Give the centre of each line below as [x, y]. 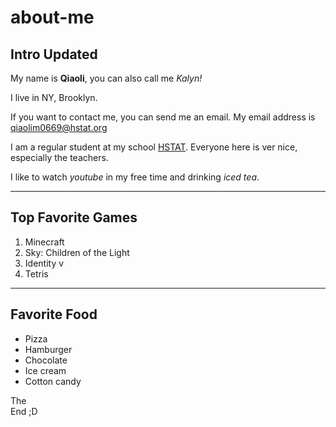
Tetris [36, 273]
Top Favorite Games [74, 217]
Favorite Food [54, 314]
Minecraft [44, 242]
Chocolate [46, 360]
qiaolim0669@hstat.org [59, 127]
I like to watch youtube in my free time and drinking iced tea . [135, 177]
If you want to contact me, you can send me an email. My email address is [163, 117]
